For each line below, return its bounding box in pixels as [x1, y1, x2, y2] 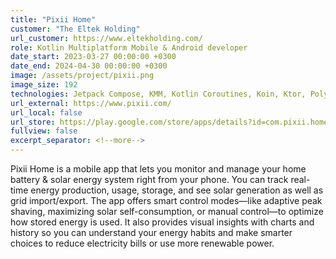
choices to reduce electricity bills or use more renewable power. [10, 237, 275, 249]
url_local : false [10, 107, 83, 118]
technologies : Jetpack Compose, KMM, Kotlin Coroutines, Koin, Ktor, [10, 89, 307, 99]
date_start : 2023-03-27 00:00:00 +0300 [10, 52, 177, 62]
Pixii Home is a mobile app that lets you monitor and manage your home [10, 163, 307, 175]
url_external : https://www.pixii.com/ [10, 98, 172, 108]
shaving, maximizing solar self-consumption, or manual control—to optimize [10, 206, 324, 217]
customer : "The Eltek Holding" [10, 24, 141, 34]
